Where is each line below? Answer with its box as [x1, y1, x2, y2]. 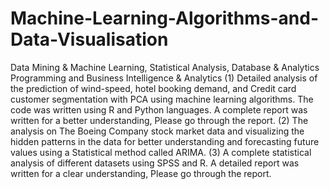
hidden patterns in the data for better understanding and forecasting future [10, 135, 320, 147]
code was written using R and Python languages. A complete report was [10, 103, 308, 116]
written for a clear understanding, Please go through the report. [10, 167, 272, 179]
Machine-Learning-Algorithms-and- [10, 7, 319, 30]
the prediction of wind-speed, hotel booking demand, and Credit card [10, 82, 297, 94]
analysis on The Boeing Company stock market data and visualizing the [10, 125, 305, 137]
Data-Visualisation [10, 28, 169, 51]
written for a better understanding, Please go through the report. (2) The [10, 114, 309, 126]
